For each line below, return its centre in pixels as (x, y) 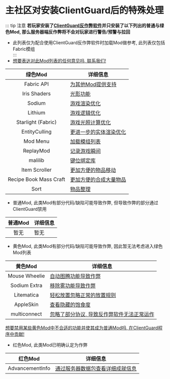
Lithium (37, 112)
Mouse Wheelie (26, 276)
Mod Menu (37, 141)
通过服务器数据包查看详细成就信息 (96, 368)
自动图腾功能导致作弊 (75, 276)
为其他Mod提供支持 (93, 84)
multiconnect (26, 314)
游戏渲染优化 (86, 103)
